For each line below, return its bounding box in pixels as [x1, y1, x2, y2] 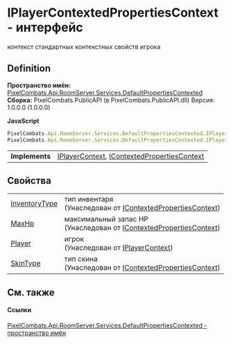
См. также [7, 286, 55, 298]
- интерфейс [7, 19, 83, 35]
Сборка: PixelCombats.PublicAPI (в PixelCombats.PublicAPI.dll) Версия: [7, 96, 215, 104]
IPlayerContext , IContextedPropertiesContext [57, 151, 205, 161]
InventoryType [10, 199, 58, 209]
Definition [7, 62, 51, 74]
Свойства [7, 175, 52, 187]
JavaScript [7, 117, 40, 125]
